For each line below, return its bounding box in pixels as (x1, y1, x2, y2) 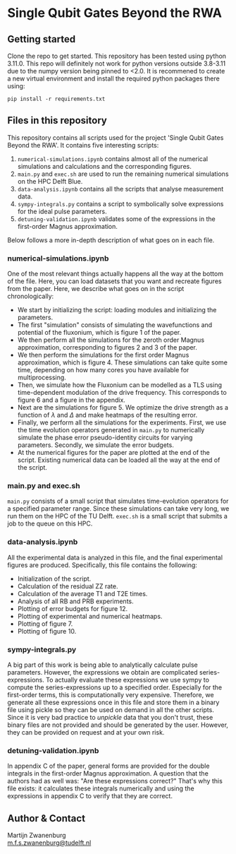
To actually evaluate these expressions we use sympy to (45, 676, 210, 684)
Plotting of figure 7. (17, 619, 73, 628)
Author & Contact (7, 812, 86, 824)
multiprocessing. (17, 373, 67, 382)
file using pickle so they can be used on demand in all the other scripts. (7, 706, 215, 714)
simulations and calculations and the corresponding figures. (17, 162, 192, 170)
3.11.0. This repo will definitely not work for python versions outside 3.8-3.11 (7, 59, 226, 68)
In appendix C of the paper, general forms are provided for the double (7, 761, 210, 771)
